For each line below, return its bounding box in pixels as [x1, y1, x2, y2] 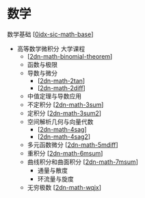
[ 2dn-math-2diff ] [37, 83, 85, 92]
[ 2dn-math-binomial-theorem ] [27, 52, 113, 60]
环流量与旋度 [37, 175, 74, 183]
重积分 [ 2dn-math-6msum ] [27, 149, 103, 157]
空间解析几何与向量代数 [27, 117, 94, 126]
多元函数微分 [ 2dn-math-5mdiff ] [27, 141, 118, 149]
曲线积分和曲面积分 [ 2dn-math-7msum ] [27, 158, 139, 166]
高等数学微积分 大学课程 [16, 44, 85, 53]
